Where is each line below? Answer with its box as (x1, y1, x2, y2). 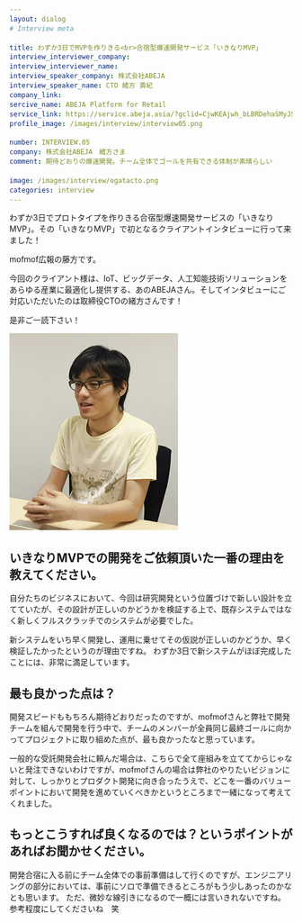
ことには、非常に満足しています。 (9, 657, 135, 668)
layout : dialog (9, 14, 67, 23)
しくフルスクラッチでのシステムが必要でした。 (24, 615, 199, 626)
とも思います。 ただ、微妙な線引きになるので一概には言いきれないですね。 (9, 891, 286, 902)
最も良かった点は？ (9, 685, 116, 701)
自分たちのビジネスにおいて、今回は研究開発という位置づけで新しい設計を (9, 592, 285, 603)
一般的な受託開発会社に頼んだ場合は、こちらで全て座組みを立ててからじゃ (9, 753, 285, 764)
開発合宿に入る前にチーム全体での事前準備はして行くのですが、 (9, 869, 245, 880)
